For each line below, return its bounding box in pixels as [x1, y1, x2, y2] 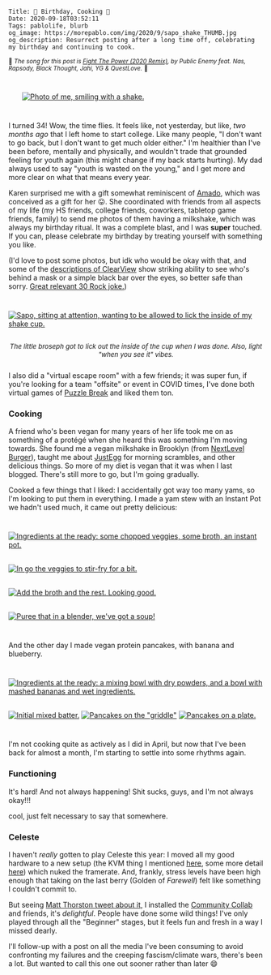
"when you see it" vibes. [98, 350, 174, 359]
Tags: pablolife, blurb [8, 22, 89, 30]
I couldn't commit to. [8, 884, 78, 894]
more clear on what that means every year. [8, 173, 151, 182]
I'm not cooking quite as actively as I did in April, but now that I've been [8, 739, 247, 750]
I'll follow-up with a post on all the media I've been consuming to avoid [8, 941, 244, 951]
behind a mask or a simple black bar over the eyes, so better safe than [8, 273, 243, 282]
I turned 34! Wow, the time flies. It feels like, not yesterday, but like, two [8, 121, 247, 130]
